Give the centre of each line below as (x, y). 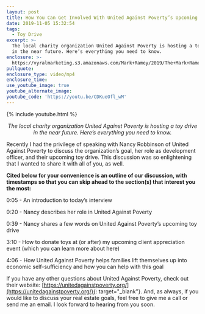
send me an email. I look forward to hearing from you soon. (81, 304)
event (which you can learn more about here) (63, 248)
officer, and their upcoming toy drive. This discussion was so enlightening (99, 157)
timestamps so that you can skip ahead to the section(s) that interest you (101, 182)
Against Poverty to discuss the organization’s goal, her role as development (101, 150)
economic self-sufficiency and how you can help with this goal (85, 267)
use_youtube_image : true (38, 86)
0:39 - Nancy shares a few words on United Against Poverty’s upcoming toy (102, 223)
